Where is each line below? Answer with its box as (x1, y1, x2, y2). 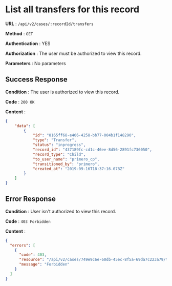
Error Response (5, 195, 56, 203)
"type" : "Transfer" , (32, 137, 77, 143)
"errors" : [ (10, 242, 36, 248)
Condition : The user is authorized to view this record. (5, 89, 120, 95)
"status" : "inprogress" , (32, 142, 86, 148)
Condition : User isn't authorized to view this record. (5, 208, 116, 214)
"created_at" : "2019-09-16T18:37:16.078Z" (32, 166, 125, 171)
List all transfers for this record (5, 4, 140, 15)
